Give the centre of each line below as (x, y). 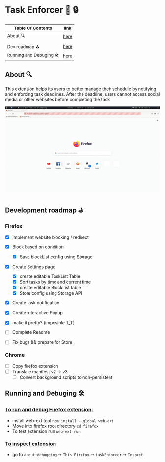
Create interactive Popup (37, 313)
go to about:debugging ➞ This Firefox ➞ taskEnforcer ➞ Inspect (78, 454)
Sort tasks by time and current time (55, 282)
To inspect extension (31, 444)
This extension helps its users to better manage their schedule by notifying (81, 89)
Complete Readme (31, 332)
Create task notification (36, 303)
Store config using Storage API (51, 293)
